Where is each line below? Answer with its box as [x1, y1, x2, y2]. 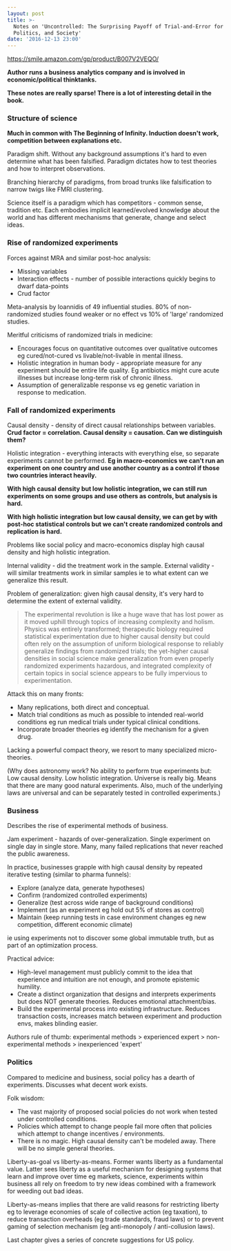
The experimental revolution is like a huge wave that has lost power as [23, 610, 224, 619]
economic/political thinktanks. [7, 75, 97, 84]
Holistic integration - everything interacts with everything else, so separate [7, 449, 219, 458]
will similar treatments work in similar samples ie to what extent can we [7, 569, 209, 577]
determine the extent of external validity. [7, 597, 123, 605]
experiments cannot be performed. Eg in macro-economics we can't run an [7, 457, 224, 465]
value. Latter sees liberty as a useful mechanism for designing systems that [7, 1165, 222, 1173]
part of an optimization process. [7, 941, 98, 950]
